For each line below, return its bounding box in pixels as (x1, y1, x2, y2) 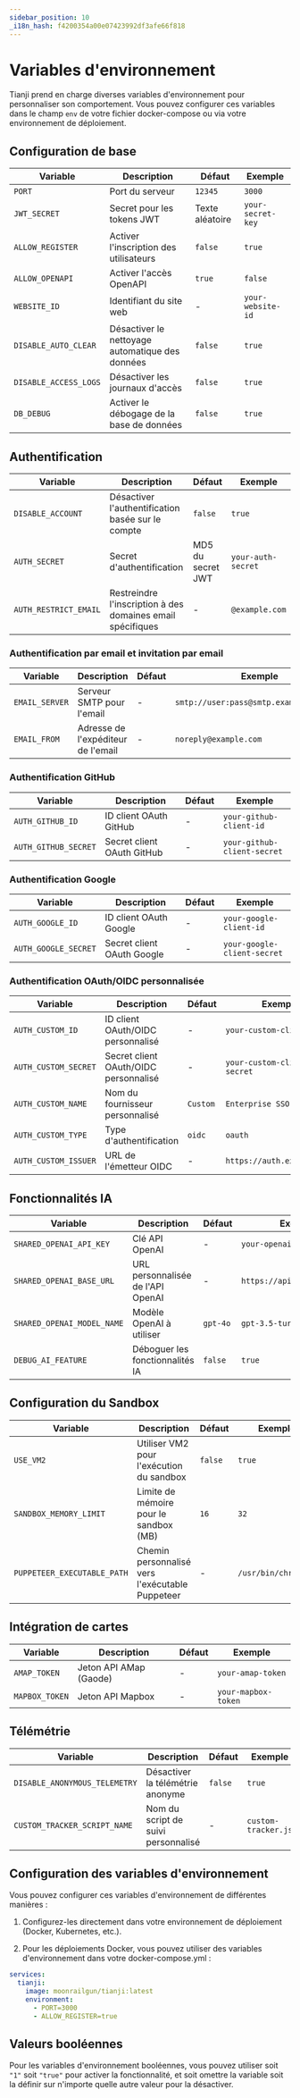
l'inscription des (109, 241, 177, 254)
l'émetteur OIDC (104, 1161, 172, 1173)
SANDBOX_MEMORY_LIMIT (13, 1508, 105, 1519)
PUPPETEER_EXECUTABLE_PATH (13, 1567, 129, 1578)
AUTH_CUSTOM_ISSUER (13, 1156, 96, 1166)
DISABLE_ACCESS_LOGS (13, 377, 101, 388)
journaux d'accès (109, 382, 183, 394)
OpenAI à (132, 1317, 171, 1330)
